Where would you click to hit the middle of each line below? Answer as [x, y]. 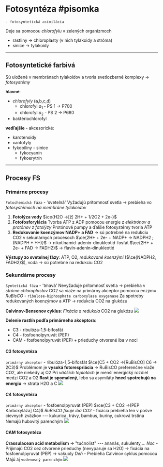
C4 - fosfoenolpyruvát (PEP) [41, 335]
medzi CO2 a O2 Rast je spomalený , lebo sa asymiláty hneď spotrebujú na [81, 378]
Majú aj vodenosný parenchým [34, 459]
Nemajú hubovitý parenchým [34, 421]
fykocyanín [31, 153]
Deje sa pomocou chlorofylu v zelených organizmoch [59, 31]
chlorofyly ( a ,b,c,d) [32, 101]
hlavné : [13, 91]
